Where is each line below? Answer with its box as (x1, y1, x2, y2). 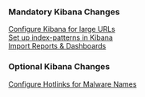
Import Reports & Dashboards (8, 41, 107, 51)
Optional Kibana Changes (8, 61, 111, 72)
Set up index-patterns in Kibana (8, 33, 114, 42)
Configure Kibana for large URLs (8, 25, 116, 34)
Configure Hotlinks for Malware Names (8, 79, 137, 89)
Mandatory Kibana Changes (8, 6, 120, 17)
